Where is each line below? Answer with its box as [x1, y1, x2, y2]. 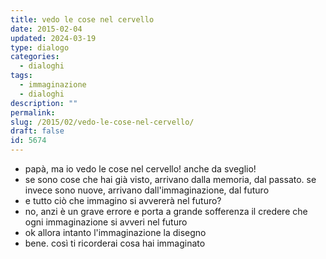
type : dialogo [10, 42, 70, 53]
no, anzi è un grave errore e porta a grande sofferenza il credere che [24, 206, 308, 217]
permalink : [10, 107, 56, 118]
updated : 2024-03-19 [10, 33, 97, 43]
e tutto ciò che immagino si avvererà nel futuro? [24, 195, 222, 206]
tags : [10, 71, 33, 81]
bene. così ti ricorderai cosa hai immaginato [24, 237, 206, 249]
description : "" [10, 98, 78, 108]
